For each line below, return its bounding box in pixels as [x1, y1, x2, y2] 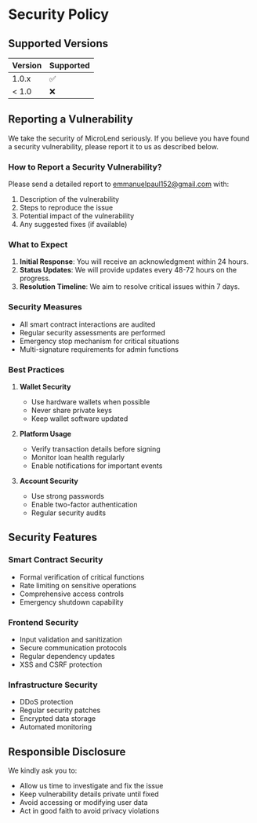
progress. [19, 273, 51, 283]
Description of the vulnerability [19, 195, 120, 204]
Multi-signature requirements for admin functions [19, 344, 179, 354]
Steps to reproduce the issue [19, 203, 114, 213]
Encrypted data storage [19, 714, 96, 723]
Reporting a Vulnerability [8, 112, 133, 126]
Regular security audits [31, 508, 107, 518]
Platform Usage [19, 430, 72, 438]
